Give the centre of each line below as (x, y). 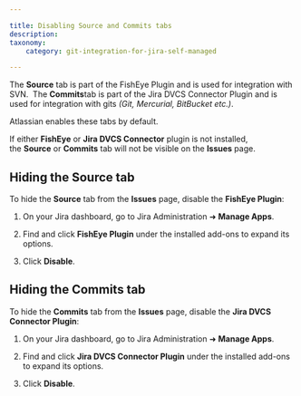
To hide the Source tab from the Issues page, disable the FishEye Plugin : (147, 199)
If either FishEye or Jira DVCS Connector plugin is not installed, (129, 139)
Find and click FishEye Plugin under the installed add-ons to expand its (156, 234)
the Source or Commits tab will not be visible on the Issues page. (132, 149)
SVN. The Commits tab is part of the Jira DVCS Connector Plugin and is (144, 94)
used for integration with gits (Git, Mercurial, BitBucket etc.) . (121, 104)
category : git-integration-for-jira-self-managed (121, 51)
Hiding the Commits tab (78, 290)
